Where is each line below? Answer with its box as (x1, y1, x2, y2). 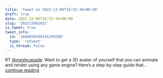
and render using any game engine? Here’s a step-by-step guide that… (5, 62, 147, 68)
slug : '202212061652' (5, 20, 49, 26)
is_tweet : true (5, 25, 36, 30)
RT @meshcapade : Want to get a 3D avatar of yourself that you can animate (5, 57, 159, 62)
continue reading (5, 67, 40, 73)
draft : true (5, 12, 29, 17)
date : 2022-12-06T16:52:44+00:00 (5, 16, 73, 21)
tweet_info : (5, 30, 29, 35)
